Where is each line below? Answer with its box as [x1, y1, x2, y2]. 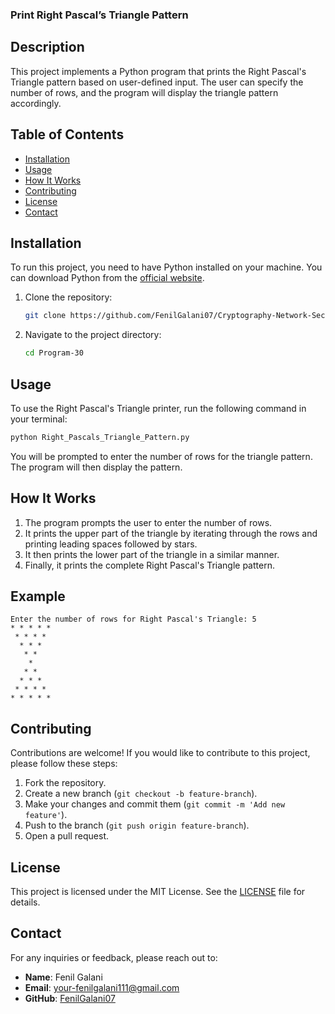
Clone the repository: [24, 291, 113, 303]
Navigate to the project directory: [24, 329, 162, 341]
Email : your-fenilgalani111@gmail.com [24, 981, 180, 993]
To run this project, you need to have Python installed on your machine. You [10, 261, 323, 273]
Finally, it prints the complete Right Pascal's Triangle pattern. [24, 559, 275, 571]
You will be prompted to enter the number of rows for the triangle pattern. [10, 450, 313, 462]
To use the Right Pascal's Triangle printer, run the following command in [10, 402, 307, 414]
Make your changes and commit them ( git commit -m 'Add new [24, 798, 286, 810]
